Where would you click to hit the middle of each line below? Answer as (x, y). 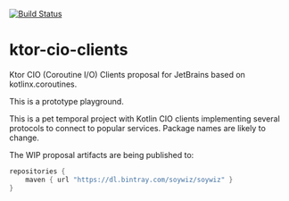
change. (25, 138)
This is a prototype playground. (67, 101)
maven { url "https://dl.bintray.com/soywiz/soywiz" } (129, 180)
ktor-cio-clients (69, 50)
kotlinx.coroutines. (43, 84)
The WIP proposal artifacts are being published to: (102, 155)
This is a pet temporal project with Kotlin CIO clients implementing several (145, 118)
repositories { (37, 171)
